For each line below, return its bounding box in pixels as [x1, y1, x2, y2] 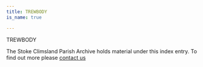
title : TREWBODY [6, 8, 47, 15]
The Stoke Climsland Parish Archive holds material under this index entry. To [6, 47, 198, 54]
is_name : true [6, 14, 42, 20]
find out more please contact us [6, 54, 86, 61]
